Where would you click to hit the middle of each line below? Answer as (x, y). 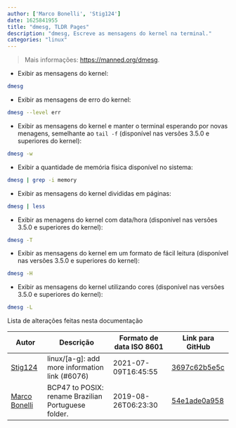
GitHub (198, 347)
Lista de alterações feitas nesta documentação (75, 321)
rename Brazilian (75, 396)
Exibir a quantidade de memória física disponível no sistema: (105, 167)
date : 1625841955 (33, 20)
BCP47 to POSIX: (75, 388)
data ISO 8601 (139, 347)
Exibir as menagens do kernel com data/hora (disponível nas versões (117, 220)
